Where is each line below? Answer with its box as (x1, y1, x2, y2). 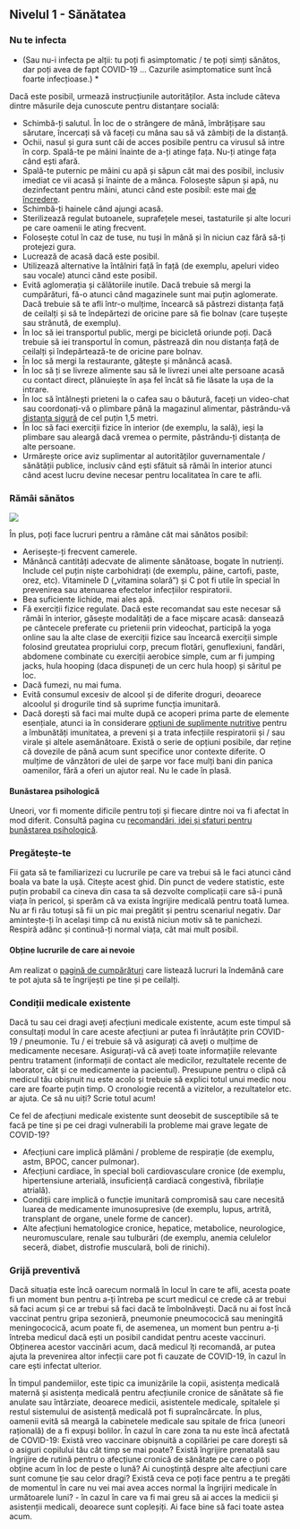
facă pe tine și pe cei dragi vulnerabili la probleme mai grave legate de (9, 1119, 269, 1131)
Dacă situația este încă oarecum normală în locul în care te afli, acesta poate (9, 1285, 291, 1295)
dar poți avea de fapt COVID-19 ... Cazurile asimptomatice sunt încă (21, 64, 272, 74)
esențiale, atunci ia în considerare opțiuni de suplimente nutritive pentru (21, 717, 287, 728)
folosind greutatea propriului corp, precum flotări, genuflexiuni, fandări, (21, 641, 286, 652)
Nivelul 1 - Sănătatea (9, 7, 127, 22)
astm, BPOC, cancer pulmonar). (21, 1156, 140, 1166)
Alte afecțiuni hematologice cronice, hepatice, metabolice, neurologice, (21, 1222, 286, 1234)
